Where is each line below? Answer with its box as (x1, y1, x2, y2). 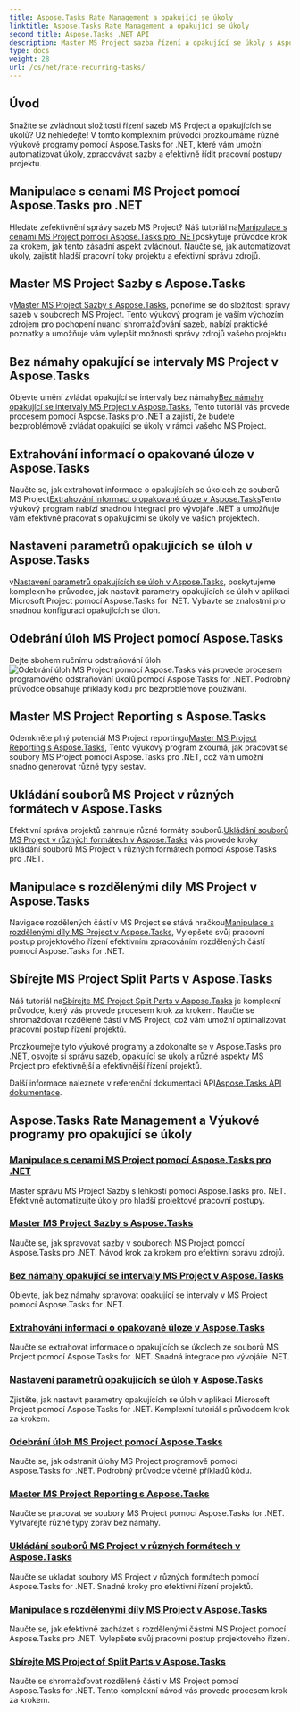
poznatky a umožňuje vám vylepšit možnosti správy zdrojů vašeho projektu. (9, 328, 288, 339)
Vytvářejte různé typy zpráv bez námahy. (9, 1518, 161, 1529)
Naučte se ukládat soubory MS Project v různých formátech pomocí (9, 1571, 259, 1582)
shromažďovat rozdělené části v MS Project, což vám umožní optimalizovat (9, 1014, 287, 1025)
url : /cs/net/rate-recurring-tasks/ (9, 64, 146, 72)
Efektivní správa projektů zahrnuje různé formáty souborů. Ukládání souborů (9, 825, 289, 836)
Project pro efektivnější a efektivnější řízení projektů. (9, 1060, 203, 1070)
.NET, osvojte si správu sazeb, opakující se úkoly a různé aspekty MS (9, 1051, 264, 1061)
